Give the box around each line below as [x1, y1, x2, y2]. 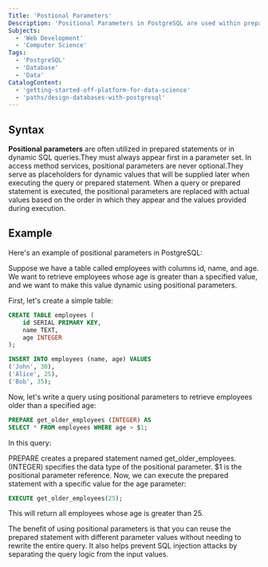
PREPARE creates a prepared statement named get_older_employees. [8, 453, 237, 463]
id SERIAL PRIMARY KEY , [22, 319, 102, 327]
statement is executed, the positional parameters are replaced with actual [8, 187, 250, 196]
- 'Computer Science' [15, 42, 88, 50]
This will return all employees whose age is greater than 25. [8, 509, 204, 518]
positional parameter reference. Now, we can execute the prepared [8, 470, 229, 480]
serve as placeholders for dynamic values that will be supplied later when [8, 169, 250, 180]
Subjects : [8, 26, 41, 34]
